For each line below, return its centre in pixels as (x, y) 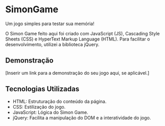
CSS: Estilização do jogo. (39, 107)
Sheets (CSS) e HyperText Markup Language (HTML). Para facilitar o (78, 39)
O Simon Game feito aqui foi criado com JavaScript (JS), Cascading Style (82, 33)
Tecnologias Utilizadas (42, 89)
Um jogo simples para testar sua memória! (50, 24)
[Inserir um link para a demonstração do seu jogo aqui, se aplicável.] (77, 73)
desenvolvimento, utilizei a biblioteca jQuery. (52, 44)
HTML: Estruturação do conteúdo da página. (60, 101)
